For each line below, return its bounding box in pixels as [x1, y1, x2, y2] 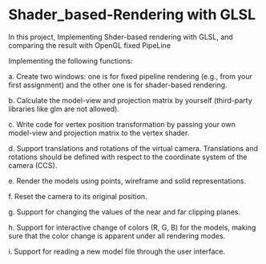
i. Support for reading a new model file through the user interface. [8, 246, 226, 256]
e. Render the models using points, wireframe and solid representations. [8, 176, 247, 186]
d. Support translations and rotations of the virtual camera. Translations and [8, 143, 259, 153]
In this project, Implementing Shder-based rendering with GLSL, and [8, 32, 234, 42]
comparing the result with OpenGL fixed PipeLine [8, 40, 171, 50]
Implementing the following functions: [8, 56, 134, 66]
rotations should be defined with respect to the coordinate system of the [8, 152, 248, 162]
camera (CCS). [8, 160, 58, 170]
